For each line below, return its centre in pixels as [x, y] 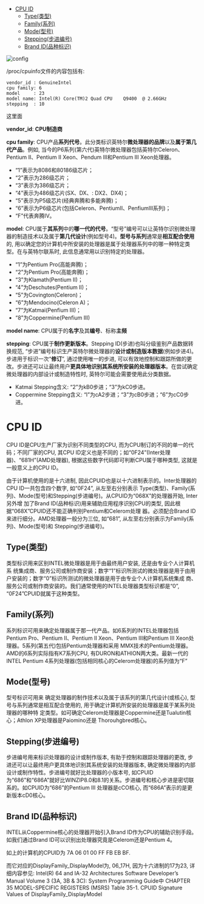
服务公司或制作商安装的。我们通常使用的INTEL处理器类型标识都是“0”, [93, 586]
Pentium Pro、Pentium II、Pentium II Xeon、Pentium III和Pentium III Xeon [98, 638]
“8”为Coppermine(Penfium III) [53, 318]
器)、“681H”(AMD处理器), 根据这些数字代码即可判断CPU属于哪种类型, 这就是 [102, 460]
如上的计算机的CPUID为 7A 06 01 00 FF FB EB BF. [68, 853]
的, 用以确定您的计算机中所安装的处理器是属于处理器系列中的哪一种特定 [96, 244]
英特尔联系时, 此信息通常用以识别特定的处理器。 [87, 251]
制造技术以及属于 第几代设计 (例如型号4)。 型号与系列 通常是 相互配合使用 [106, 236]
